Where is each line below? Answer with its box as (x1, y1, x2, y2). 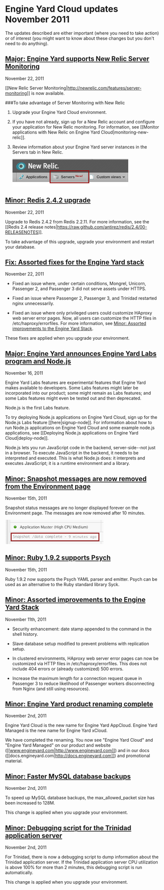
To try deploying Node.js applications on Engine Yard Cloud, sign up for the (5, 414, 158, 420)
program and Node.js (5, 357, 71, 365)
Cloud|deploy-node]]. (5, 435, 49, 441)
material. (5, 758, 23, 764)
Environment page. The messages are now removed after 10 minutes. (5, 510, 146, 516)
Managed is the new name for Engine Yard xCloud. (5, 728, 108, 733)
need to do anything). (5, 40, 49, 46)
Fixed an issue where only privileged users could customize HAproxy (12, 310, 152, 316)
